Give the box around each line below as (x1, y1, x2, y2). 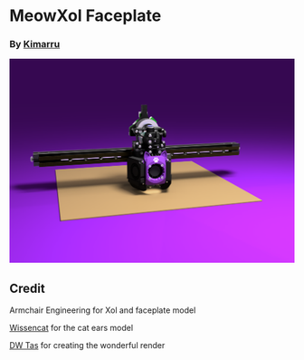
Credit (9, 280, 45, 296)
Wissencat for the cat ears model (9, 323, 134, 334)
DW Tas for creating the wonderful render (9, 340, 166, 351)
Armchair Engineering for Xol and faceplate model (9, 305, 196, 316)
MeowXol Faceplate (9, 5, 162, 26)
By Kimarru (9, 38, 61, 51)
